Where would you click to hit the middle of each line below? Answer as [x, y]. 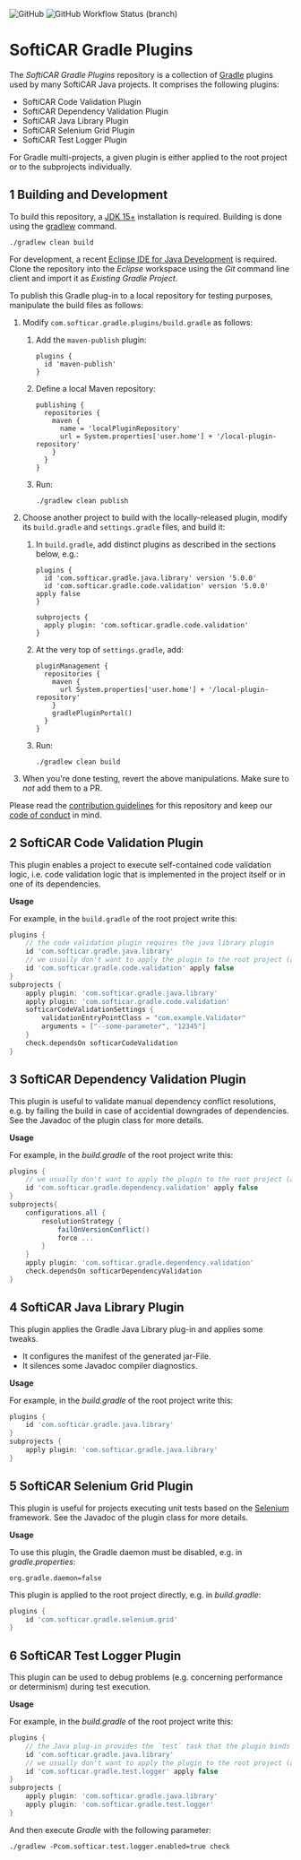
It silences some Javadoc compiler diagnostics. [110, 1365]
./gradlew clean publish [82, 501]
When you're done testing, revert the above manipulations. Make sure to [155, 778]
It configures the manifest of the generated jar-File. [117, 1356]
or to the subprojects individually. [71, 167]
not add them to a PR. [62, 788]
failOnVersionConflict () [103, 1229]
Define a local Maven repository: [96, 388]
